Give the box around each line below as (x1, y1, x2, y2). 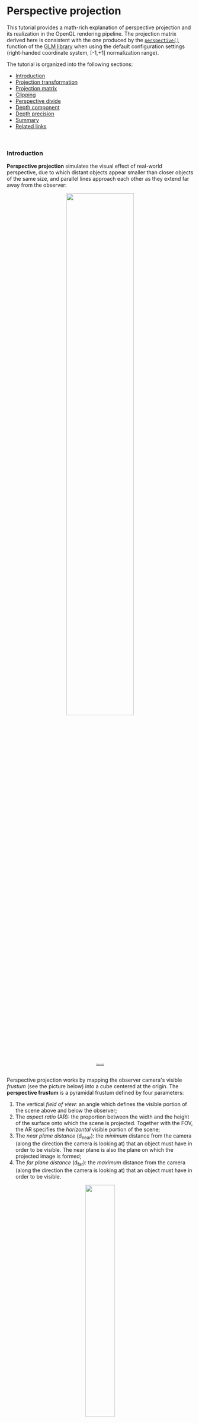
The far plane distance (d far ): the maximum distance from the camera (15, 1159, 186, 1167)
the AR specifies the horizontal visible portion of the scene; (15, 1126, 161, 1133)
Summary (15, 116, 39, 123)
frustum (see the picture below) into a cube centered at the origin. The (7, 1083, 179, 1090)
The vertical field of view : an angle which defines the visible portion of (15, 1101, 187, 1108)
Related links (15, 122, 47, 130)
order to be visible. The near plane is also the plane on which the (15, 1146, 174, 1154)
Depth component (15, 103, 60, 111)
